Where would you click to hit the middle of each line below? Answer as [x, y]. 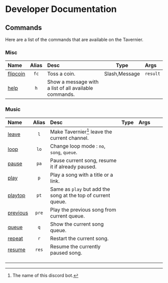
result [152, 74]
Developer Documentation [61, 9]
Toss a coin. [61, 74]
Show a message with [73, 82]
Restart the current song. [79, 238]
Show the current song [77, 224]
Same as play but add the [80, 189]
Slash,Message [122, 74]
